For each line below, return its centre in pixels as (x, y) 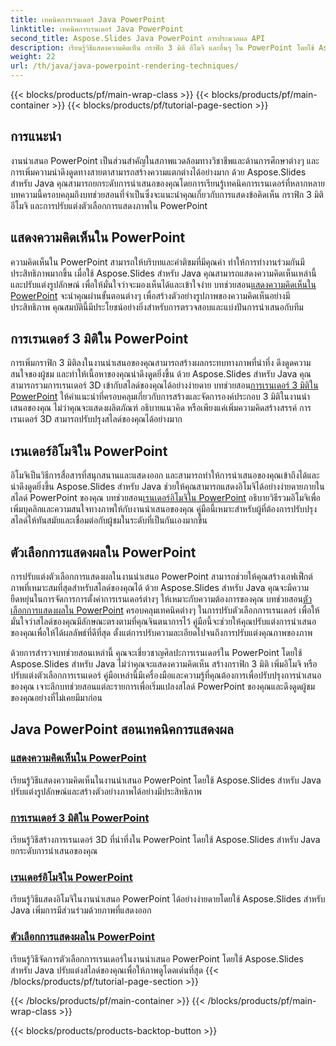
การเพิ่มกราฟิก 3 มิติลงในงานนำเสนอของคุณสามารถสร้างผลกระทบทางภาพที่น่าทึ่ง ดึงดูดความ (161, 363)
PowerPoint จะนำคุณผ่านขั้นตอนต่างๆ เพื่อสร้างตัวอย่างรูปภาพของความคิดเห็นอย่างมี (150, 295)
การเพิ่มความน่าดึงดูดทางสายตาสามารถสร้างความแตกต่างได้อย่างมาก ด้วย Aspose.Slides (158, 172)
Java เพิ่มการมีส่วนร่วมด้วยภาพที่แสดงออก (81, 910)
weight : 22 (33, 57)
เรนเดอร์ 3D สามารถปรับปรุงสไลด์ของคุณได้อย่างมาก (96, 419)
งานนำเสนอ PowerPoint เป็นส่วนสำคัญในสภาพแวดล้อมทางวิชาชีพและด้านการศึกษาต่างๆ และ (165, 160)
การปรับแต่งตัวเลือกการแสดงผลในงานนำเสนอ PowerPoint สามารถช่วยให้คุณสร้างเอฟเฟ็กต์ (161, 577)
